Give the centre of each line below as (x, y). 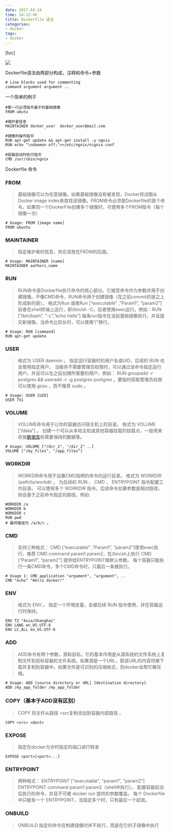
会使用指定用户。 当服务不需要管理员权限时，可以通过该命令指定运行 (89, 367)
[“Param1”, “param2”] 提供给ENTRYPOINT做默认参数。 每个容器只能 (89, 560)
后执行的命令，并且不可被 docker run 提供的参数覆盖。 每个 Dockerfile (91, 794)
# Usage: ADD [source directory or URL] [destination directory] (76, 683)
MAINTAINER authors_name (31, 266)
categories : (18, 24)
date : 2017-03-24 (24, 10)
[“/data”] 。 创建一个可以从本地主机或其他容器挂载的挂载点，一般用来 (90, 431)
